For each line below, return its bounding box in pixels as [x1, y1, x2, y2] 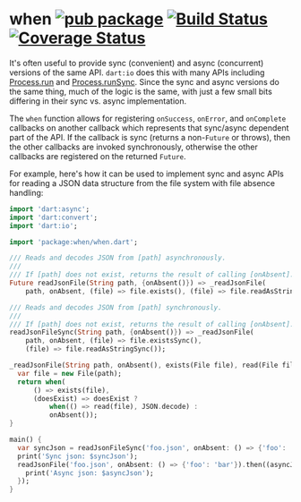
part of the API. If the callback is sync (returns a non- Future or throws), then [9, 132, 291, 142]
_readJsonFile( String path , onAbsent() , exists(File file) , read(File [9, 361, 279, 370]
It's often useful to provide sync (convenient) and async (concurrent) [9, 57, 264, 68]
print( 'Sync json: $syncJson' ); [17, 452, 139, 461]
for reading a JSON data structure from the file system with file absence [9, 177, 276, 188]
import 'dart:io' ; [9, 221, 78, 230]
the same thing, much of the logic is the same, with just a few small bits [9, 86, 273, 97]
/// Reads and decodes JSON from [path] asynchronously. [9, 253, 227, 263]
